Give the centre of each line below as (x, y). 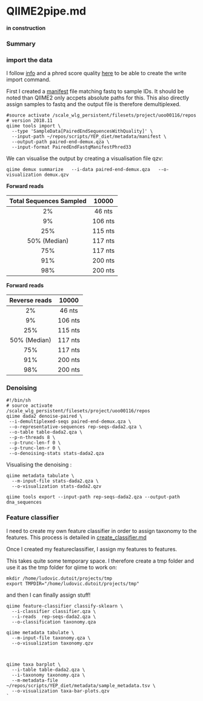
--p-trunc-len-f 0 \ (35, 443)
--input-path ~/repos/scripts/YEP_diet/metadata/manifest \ (89, 137)
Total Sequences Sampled (48, 201)
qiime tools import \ (34, 126)
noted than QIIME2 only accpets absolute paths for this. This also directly (98, 98)
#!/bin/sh (19, 401)
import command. (28, 79)
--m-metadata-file (35, 680)
